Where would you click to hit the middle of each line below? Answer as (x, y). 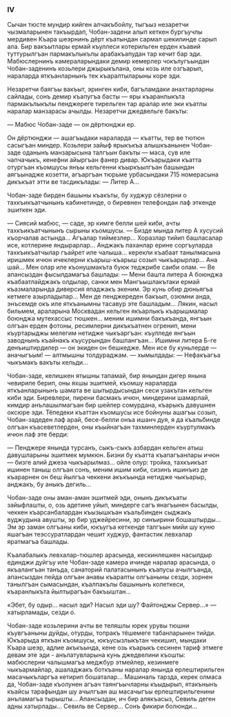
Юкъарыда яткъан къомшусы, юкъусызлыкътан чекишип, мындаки (107, 640)
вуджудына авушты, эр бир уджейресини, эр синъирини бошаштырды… (114, 520)
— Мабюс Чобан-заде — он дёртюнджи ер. (72, 125)
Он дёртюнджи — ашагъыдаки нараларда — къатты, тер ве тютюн (106, 138)
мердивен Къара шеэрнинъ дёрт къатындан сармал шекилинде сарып (112, 39)
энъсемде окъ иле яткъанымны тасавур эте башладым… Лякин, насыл (112, 304)
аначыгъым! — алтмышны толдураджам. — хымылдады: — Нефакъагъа (114, 355)
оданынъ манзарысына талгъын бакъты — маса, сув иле (107, 152)
